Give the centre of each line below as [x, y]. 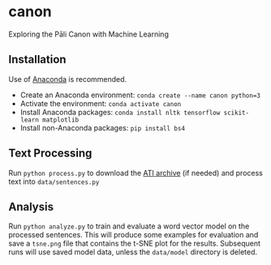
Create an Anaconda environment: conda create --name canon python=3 [140, 95]
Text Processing [50, 154]
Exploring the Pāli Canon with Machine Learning [88, 34]
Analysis [31, 206]
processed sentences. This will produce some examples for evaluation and [133, 235]
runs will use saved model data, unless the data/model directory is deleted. [133, 252]
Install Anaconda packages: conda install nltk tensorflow [120, 112]
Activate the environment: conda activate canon [101, 103]
